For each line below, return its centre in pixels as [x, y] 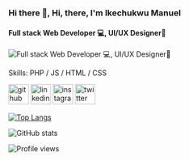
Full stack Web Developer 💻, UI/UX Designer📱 [88, 32]
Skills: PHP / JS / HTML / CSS [58, 73]
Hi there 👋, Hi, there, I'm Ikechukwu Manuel [95, 13]
